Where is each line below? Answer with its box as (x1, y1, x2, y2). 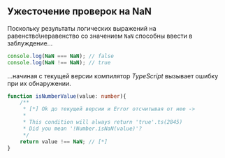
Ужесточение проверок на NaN (7, 6, 152, 17)
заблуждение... (7, 38, 53, 48)
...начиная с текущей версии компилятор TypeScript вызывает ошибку (7, 71, 219, 80)
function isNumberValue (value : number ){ (7, 92, 127, 100)
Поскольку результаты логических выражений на (7, 24, 157, 32)
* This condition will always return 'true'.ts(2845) (22, 119, 183, 126)
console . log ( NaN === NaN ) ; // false (7, 52, 114, 59)
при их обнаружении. (7, 79, 71, 87)
